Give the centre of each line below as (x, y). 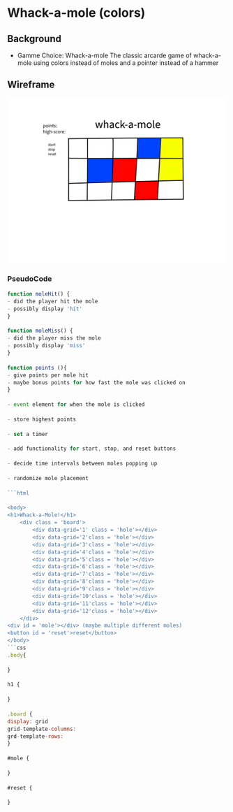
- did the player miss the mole (54, 338)
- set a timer (28, 434)
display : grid (28, 721)
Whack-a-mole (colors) (76, 13)
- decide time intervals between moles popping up (82, 464)
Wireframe (31, 85)
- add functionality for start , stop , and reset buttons (92, 449)
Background (34, 39)
